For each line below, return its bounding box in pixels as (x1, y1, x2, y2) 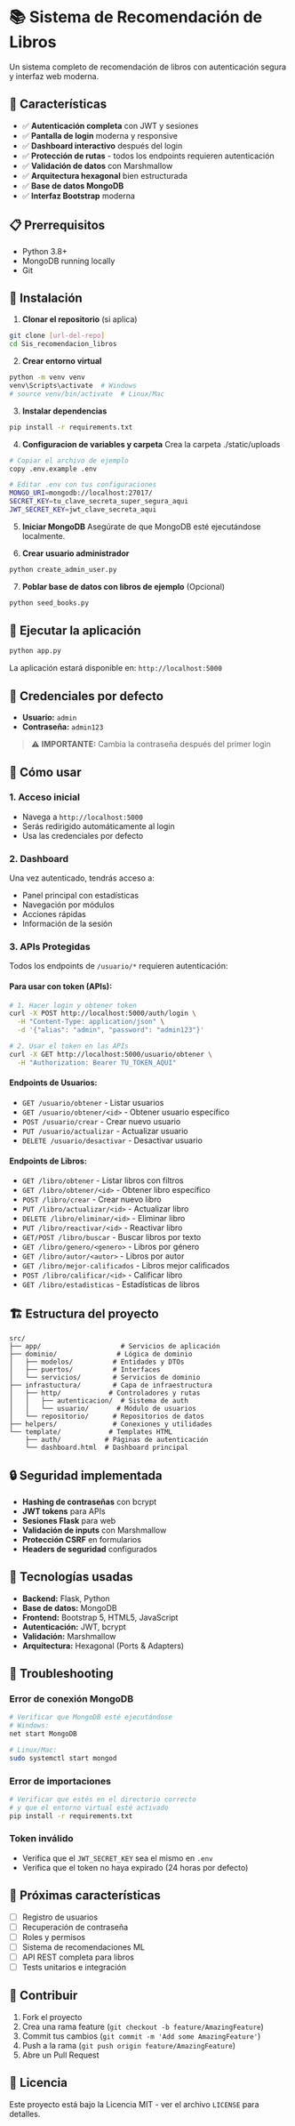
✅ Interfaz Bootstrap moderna (21, 190, 136, 201)
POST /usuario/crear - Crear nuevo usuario (21, 1115, 181, 1126)
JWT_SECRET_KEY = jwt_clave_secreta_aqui (9, 505, 157, 514)
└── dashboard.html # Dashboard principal (25, 1443, 189, 1452)
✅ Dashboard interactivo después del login (21, 140, 183, 151)
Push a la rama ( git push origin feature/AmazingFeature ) (21, 2040, 236, 2050)
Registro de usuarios (21, 1912, 99, 1922)
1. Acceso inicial (9, 791, 80, 803)
